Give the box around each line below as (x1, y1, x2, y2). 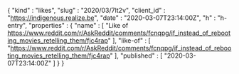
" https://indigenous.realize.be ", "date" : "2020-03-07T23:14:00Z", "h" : (7, 14, 216, 22)
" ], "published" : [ (110, 51, 163, 60)
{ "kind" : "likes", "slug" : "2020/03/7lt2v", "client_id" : (7, 6, 166, 14)
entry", (7, 21, 27, 29)
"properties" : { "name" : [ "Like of (28, 21, 129, 29)
